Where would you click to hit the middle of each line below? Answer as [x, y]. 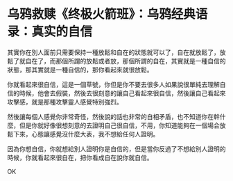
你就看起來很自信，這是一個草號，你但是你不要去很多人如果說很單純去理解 [113, 84]
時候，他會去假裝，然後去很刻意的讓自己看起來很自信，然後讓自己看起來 [122, 93]
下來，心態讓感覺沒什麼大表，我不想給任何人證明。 [86, 134]
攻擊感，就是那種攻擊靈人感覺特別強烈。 [65, 102]
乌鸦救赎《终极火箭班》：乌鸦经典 [102, 14]
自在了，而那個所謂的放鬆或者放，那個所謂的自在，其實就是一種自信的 [126, 61]
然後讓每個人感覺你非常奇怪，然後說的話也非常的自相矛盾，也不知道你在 [110, 116]
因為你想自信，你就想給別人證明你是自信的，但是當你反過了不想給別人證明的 [116, 149]
